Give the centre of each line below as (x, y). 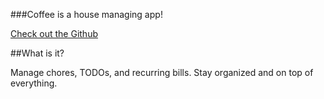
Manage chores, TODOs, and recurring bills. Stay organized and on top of (162, 72)
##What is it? (37, 53)
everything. (34, 83)
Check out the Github (54, 33)
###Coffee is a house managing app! (86, 14)
